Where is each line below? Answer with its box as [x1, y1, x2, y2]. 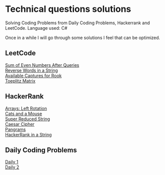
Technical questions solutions [5, 3, 131, 15]
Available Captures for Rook [5, 73, 62, 79]
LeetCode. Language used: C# [5, 25, 68, 31]
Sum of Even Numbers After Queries [5, 62, 80, 68]
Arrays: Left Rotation [5, 105, 47, 111]
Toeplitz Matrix [5, 78, 36, 84]
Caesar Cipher [5, 121, 35, 127]
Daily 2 [5, 164, 20, 170]
